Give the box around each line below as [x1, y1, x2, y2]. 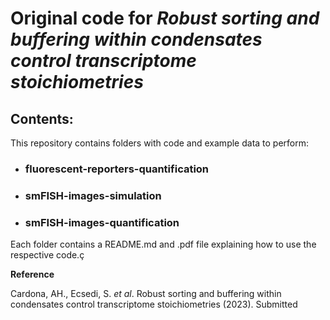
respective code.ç [10, 249, 85, 261]
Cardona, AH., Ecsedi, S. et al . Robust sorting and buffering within [10, 288, 282, 300]
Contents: [10, 110, 74, 127]
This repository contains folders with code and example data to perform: [10, 137, 310, 149]
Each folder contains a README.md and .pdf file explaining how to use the [10, 238, 317, 251]
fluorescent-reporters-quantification [24, 162, 210, 176]
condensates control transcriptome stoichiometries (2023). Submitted [10, 298, 298, 311]
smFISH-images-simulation [24, 188, 162, 202]
